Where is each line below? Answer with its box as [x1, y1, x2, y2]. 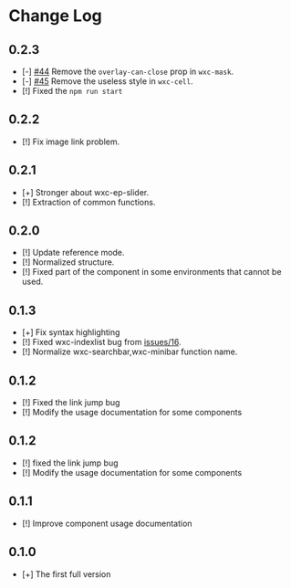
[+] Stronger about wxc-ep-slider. [21, 186, 150, 197]
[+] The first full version [21, 568, 111, 580]
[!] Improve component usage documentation [21, 518, 192, 529]
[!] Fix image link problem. [21, 136, 120, 147]
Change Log [8, 5, 102, 26]
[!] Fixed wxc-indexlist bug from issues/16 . [21, 337, 182, 348]
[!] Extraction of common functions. [21, 196, 156, 207]
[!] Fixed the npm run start [21, 86, 123, 96]
